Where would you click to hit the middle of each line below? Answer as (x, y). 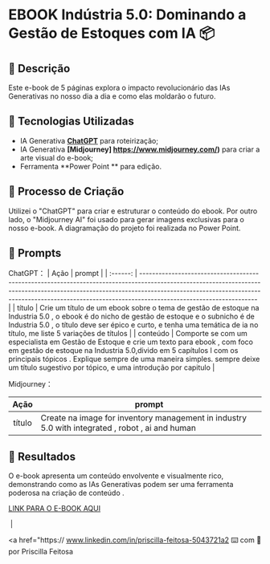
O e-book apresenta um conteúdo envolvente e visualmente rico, (116, 476)
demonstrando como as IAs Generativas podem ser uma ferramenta (121, 485)
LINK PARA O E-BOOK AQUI (55, 509)
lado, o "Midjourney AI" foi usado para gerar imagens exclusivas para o (127, 219)
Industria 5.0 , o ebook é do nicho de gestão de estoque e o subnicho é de (131, 316)
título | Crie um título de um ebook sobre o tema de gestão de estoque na (138, 308)
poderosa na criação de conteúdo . (66, 493)
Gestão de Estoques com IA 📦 (112, 33)
